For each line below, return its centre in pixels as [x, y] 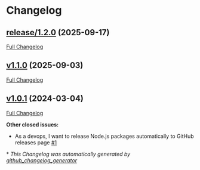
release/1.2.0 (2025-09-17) [58, 33]
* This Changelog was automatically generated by [68, 154]
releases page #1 [36, 142]
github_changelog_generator [42, 160]
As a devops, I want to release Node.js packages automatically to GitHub [104, 136]
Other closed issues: [33, 124]
